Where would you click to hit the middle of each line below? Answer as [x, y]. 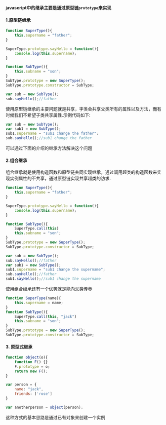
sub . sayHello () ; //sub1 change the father [49, 138]
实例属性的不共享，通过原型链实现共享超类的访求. [60, 178]
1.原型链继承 [18, 20]
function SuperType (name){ [33, 298]
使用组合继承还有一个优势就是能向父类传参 [49, 289]
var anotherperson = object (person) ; [44, 407]
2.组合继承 [17, 160]
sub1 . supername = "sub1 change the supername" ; [56, 270]
